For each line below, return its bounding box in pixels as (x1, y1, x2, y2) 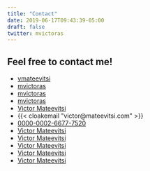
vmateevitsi (17, 74, 51, 83)
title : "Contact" (7, 10, 58, 18)
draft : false (7, 23, 45, 30)
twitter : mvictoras (7, 29, 64, 37)
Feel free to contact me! (7, 55, 113, 67)
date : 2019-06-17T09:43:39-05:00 (7, 17, 105, 24)
